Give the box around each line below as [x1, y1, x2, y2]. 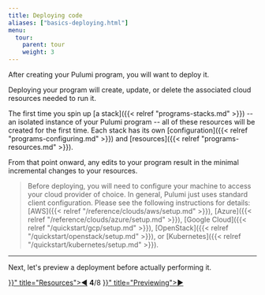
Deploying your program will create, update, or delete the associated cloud [8, 85, 252, 95]
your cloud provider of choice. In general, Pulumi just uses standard [27, 190, 248, 199]
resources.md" [8, 143, 57, 151]
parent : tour [22, 41, 65, 49]
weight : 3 [22, 48, 55, 56]
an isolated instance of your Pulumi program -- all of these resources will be [8, 118, 256, 126]
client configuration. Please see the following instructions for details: [27, 198, 251, 207]
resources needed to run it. [8, 94, 97, 103]
